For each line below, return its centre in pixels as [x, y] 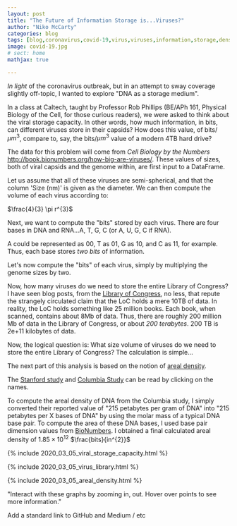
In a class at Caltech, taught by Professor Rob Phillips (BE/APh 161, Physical [117, 107]
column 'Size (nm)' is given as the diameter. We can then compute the [109, 188]
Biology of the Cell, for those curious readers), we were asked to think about [118, 114]
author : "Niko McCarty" [42, 27]
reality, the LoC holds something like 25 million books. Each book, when [112, 309]
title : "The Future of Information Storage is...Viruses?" [96, 20]
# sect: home [26, 54]
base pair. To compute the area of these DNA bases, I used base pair [108, 423]
